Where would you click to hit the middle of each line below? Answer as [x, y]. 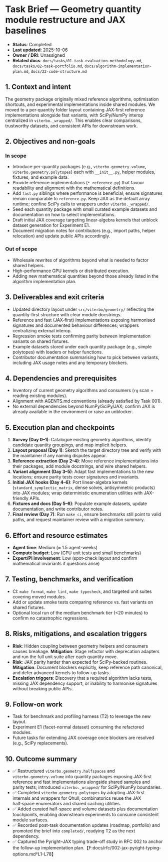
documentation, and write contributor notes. [58, 509]
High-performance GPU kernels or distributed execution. [71, 271]
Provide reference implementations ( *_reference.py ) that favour [78, 183]
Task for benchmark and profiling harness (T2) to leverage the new [81, 716]
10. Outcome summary [41, 759]
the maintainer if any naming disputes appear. [59, 456]
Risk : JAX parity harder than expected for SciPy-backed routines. [80, 662]
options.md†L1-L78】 [34, 854]
